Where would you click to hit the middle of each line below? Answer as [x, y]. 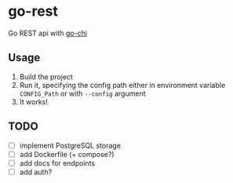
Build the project [46, 76]
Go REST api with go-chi [48, 33]
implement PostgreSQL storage [70, 145]
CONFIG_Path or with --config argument [82, 93]
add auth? [36, 172]
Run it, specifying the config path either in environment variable [122, 85]
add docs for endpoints [57, 163]
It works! [34, 101]
